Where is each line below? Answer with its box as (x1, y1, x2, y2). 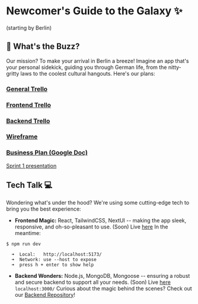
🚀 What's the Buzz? (6, 42, 80, 52)
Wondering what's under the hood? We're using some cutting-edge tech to (6, 199, 190, 206)
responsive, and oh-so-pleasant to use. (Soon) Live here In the (14, 223, 168, 230)
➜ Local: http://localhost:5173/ (11, 251, 102, 257)
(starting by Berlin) (6, 24, 52, 31)
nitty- (168, 64, 182, 71)
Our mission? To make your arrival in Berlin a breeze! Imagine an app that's (6, 57, 189, 64)
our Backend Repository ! (14, 291, 75, 298)
